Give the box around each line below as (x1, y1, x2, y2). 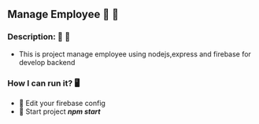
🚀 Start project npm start (18, 107, 101, 116)
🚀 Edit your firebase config (18, 98, 105, 108)
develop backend (18, 57, 76, 67)
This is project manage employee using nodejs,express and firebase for (18, 49, 251, 59)
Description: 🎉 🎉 (7, 31, 71, 42)
